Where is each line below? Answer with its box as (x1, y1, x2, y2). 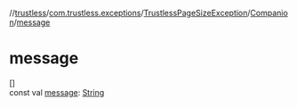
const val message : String (9, 86, 105, 97)
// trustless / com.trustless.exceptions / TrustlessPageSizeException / (9, 8, 251, 18)
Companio (250, 8, 289, 18)
